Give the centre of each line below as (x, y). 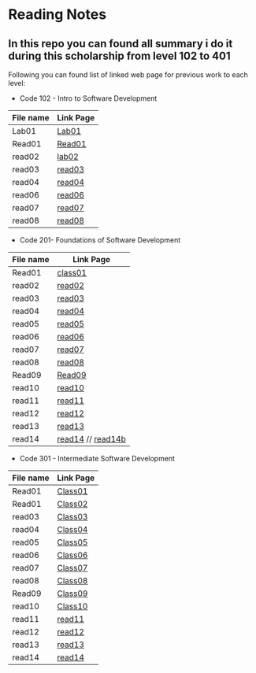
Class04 (72, 529)
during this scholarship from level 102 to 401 (119, 55)
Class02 (72, 504)
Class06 (72, 555)
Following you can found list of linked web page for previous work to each (128, 75)
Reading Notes (58, 15)
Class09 (72, 593)
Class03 (72, 517)
